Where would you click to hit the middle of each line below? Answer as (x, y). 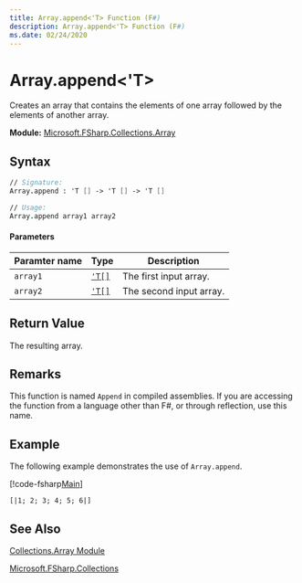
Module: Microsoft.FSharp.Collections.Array (93, 132)
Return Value (47, 324)
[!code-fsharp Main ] (47, 484)
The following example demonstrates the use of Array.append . (126, 466)
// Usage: (28, 207)
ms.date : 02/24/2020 (49, 35)
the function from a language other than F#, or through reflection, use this (148, 406)
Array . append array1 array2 (63, 216)
